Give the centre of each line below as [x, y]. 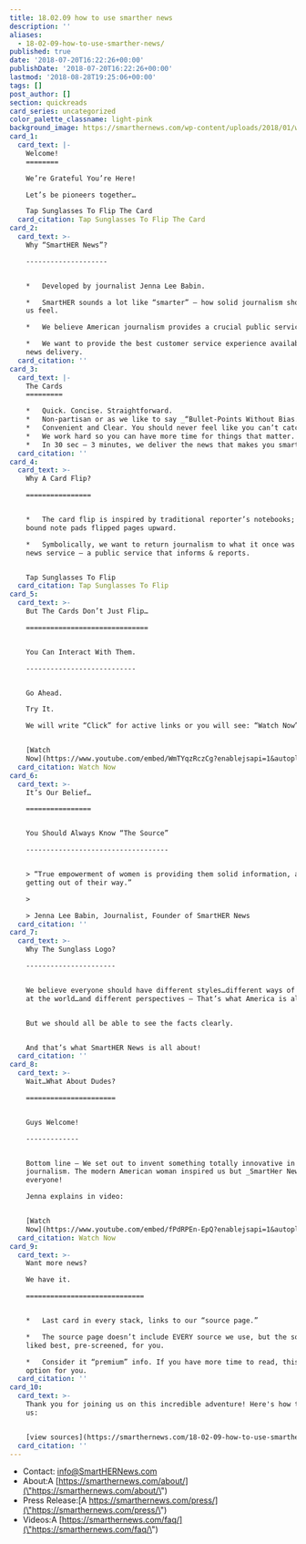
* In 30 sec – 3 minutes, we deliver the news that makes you [150, 445]
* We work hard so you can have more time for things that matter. [161, 436]
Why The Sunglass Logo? [71, 950]
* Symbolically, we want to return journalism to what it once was [161, 544]
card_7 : [24, 933]
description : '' [40, 26]
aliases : [26, 35]
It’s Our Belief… [59, 792]
